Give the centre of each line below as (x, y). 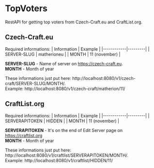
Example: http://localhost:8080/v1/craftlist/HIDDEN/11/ (59, 160)
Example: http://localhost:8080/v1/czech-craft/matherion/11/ (65, 89)
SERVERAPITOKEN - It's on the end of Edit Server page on (64, 130)
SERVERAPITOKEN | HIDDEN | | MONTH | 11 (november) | (62, 121)
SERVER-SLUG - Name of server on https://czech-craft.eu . (64, 63)
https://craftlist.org (24, 135)
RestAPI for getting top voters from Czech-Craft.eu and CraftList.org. (74, 22)
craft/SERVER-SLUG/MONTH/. (35, 83)
